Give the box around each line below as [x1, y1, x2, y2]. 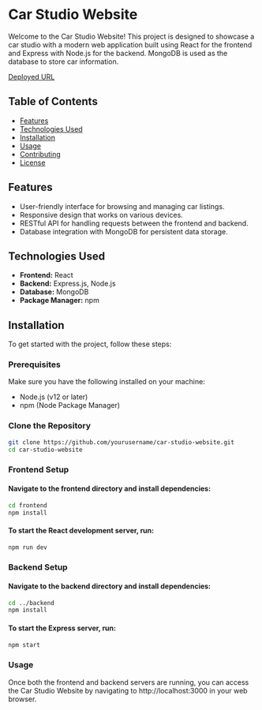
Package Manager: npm [19, 296, 100, 305]
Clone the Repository [8, 420, 92, 432]
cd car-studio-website [8, 446, 83, 454]
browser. [8, 694, 37, 704]
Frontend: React [19, 271, 73, 280]
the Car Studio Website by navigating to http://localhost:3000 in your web [8, 686, 248, 695]
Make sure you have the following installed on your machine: [8, 377, 205, 387]
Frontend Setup [8, 464, 69, 475]
